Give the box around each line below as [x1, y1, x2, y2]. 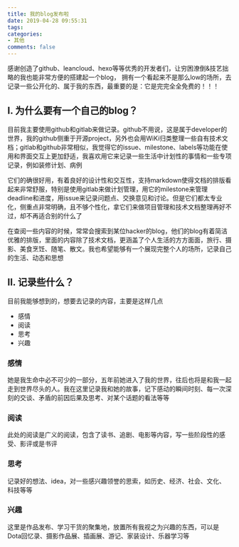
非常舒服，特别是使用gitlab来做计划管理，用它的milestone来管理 [19, 185, 208, 193]
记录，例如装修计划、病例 [7, 160, 83, 169]
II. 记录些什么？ [7, 276, 75, 289]
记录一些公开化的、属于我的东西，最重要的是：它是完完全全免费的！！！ [7, 82, 219, 90]
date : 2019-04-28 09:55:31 [7, 17, 87, 24]
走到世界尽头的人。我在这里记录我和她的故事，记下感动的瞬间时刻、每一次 [7, 384, 225, 393]
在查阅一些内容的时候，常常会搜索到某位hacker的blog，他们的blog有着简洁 [7, 226, 228, 235]
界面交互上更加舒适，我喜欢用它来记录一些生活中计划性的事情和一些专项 [19, 151, 232, 160]
